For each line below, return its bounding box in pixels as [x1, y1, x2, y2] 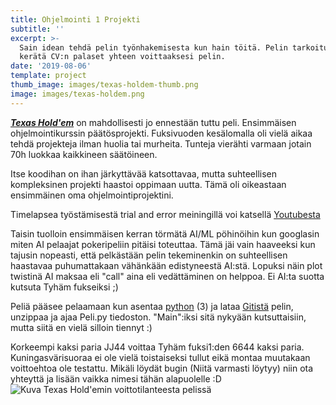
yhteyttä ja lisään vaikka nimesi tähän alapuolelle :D [10, 372, 222, 385]
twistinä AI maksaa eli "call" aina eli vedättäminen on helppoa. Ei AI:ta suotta [10, 270, 325, 282]
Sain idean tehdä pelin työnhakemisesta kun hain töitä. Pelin [19, 42, 288, 53]
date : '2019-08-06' [10, 61, 92, 71]
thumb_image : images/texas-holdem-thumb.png [10, 80, 199, 90]
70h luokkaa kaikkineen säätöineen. [10, 148, 158, 160]
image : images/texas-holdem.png [10, 89, 145, 99]
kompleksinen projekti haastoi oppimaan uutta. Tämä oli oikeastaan [10, 178, 287, 190]
